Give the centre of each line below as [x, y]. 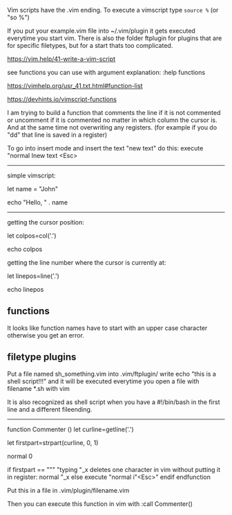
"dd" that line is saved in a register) [57, 135]
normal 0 [20, 456]
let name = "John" [33, 189]
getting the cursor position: [46, 222]
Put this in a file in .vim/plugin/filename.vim [68, 490]
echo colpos [25, 249]
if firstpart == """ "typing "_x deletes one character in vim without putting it [114, 469]
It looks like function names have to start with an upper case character [107, 328]
